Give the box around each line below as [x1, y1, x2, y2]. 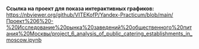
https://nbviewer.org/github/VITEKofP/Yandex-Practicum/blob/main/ [6, 11, 173, 18]
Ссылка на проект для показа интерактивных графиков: [6, 5, 154, 12]
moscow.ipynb [6, 37, 42, 43]
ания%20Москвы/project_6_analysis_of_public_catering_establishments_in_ [6, 30, 193, 37]
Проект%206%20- [6, 18, 53, 24]
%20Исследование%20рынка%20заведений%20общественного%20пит [6, 24, 192, 31]
